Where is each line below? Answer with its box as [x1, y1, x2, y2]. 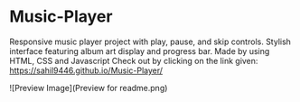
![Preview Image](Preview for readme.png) [9, 82, 168, 93]
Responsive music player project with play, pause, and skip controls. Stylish [9, 36, 292, 47]
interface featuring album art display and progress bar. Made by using [9, 45, 270, 56]
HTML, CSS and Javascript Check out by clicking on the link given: [9, 55, 258, 66]
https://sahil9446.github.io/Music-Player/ [9, 65, 164, 76]
